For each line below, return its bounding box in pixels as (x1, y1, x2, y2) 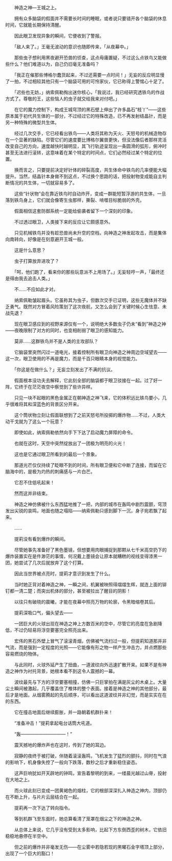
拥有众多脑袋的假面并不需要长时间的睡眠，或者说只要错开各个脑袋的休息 (14, 15, 167, 22)
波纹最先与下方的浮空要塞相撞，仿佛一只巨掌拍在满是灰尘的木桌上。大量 (14, 679, 167, 685)
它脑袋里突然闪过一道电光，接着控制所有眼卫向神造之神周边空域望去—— (14, 349, 167, 355)
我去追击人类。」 (18, 275, 53, 281)
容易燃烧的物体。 (5, 651, 41, 657)
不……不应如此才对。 (14, 286, 58, 292)
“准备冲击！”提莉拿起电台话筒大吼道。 (14, 720, 95, 726)
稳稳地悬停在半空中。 (5, 833, 50, 839)
